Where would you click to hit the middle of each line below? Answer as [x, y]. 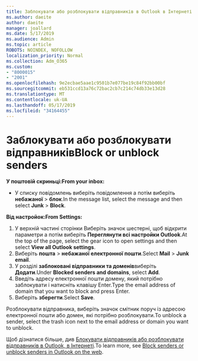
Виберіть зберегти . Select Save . [55, 298]
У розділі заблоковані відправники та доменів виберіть [86, 266]
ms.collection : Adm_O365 [37, 61]
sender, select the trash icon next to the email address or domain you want [97, 322]
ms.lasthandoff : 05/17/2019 [41, 105]
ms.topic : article [29, 45]
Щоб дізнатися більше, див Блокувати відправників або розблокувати [95, 339]
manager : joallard [29, 28]
